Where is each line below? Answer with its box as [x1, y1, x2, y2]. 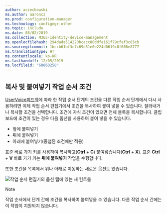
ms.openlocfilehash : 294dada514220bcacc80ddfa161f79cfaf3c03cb [5, 40, 140, 45]
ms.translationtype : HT [5, 49, 55, 54]
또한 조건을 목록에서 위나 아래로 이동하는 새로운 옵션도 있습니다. [5, 165, 129, 172]
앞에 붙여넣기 [12, 125, 38, 132]
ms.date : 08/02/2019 [5, 30, 48, 35]
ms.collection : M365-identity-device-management [5, 35, 108, 40]
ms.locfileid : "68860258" [5, 63, 59, 68]
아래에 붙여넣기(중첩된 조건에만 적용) [12, 138, 84, 144]
